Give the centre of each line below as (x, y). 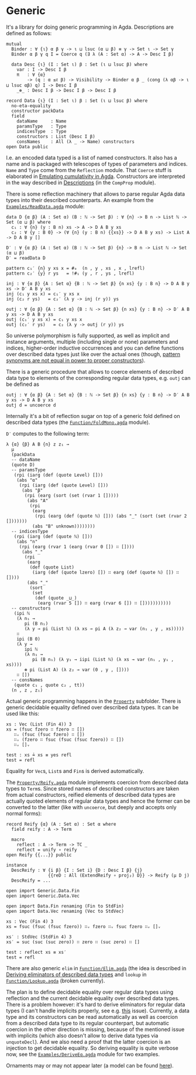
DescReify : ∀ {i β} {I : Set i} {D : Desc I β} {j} (77, 870)
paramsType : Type (42, 126)
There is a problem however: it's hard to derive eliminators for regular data (96, 1004)
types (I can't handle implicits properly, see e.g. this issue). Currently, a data (98, 1011)
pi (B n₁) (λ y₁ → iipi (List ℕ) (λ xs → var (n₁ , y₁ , (103, 659)
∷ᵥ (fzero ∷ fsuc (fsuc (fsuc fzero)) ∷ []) (69, 740)
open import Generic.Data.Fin (43, 891)
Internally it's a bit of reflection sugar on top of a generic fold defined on (93, 416)
